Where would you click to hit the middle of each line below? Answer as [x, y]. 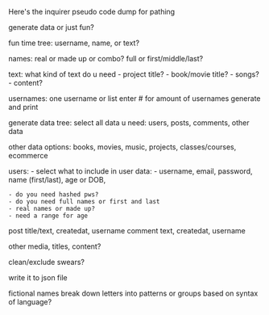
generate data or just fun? [51, 27]
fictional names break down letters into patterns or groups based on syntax [133, 293]
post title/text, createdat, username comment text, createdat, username [127, 231]
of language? [30, 302]
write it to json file [38, 277]
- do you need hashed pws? [54, 195]
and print [23, 107]
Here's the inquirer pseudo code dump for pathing [92, 12]
